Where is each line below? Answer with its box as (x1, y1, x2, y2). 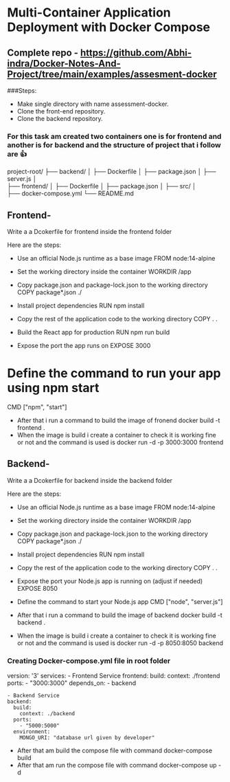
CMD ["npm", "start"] (7, 403, 67, 411)
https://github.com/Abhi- (80, 47, 192, 58)
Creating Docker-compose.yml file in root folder (7, 655, 171, 665)
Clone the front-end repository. (16, 107, 106, 115)
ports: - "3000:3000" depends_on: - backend (7, 679, 136, 687)
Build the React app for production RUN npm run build (16, 328, 170, 336)
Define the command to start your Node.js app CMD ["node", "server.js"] (16, 597, 223, 606)
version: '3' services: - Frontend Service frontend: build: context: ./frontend (7, 672, 220, 680)
